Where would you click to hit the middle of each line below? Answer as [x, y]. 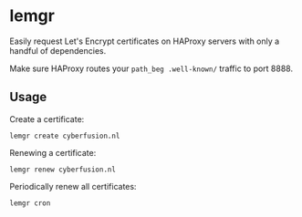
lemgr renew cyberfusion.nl [63, 170]
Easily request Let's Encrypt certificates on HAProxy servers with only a [145, 41]
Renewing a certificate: [53, 152]
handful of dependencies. [58, 50]
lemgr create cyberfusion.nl [65, 136]
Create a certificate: [47, 119]
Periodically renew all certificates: [73, 186]
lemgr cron [30, 203]
